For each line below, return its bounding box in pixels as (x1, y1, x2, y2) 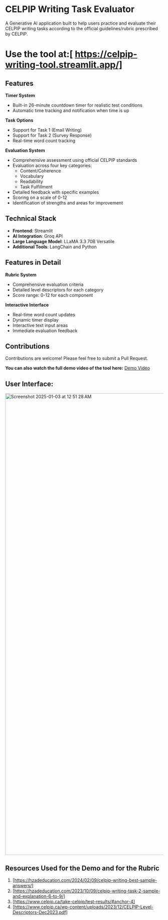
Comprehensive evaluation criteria (12, 281, 84, 287)
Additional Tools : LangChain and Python (12, 244, 97, 250)
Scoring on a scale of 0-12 (12, 194, 68, 200)
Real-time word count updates (12, 312, 75, 318)
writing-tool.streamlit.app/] (5, 59, 123, 71)
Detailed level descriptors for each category (12, 286, 104, 292)
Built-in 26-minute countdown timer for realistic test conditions (12, 102, 143, 108)
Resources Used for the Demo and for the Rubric (5, 864, 159, 872)
